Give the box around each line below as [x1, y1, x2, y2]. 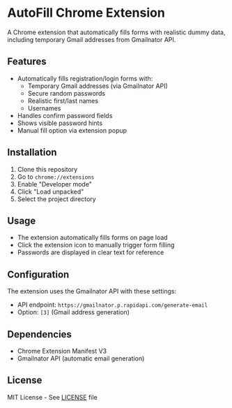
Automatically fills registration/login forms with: [17, 74, 153, 82]
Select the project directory [17, 194, 96, 203]
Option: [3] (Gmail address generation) [17, 308, 130, 316]
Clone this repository [17, 165, 78, 173]
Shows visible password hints [17, 119, 103, 127]
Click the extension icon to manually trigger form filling [17, 241, 175, 249]
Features [7, 56, 47, 68]
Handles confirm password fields [17, 111, 113, 119]
